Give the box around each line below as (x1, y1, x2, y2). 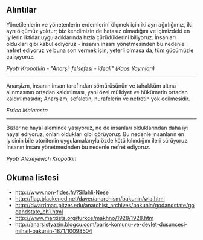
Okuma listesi (6, 172, 59, 183)
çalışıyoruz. (6, 53, 35, 60)
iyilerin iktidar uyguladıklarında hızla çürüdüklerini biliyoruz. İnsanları (6, 33, 176, 41)
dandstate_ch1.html (14, 208, 63, 215)
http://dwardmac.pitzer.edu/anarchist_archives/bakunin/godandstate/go (14, 201, 195, 209)
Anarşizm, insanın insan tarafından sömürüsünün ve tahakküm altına (6, 82, 176, 89)
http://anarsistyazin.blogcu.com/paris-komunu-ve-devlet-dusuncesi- (14, 221, 188, 228)
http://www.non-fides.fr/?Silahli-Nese (14, 189, 109, 196)
